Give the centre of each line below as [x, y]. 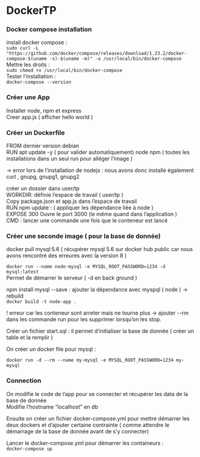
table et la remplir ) [30, 337]
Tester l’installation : [31, 77]
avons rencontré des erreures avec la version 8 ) [67, 256]
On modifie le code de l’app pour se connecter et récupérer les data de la [97, 394]
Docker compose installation [49, 30]
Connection [24, 381]
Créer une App [28, 97]
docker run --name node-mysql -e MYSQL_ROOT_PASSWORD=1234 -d [86, 267]
